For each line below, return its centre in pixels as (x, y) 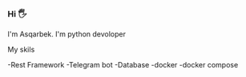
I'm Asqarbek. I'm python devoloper (67, 34)
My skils (21, 50)
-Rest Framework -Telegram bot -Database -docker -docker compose (123, 65)
